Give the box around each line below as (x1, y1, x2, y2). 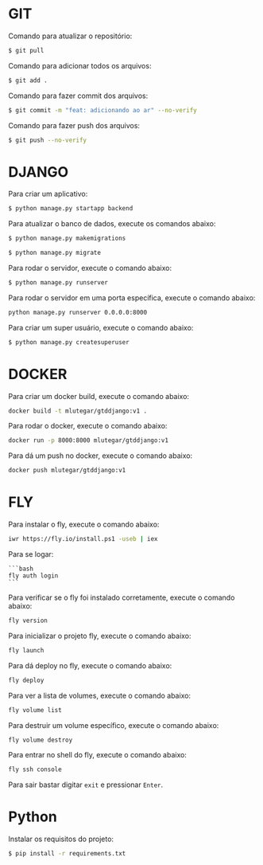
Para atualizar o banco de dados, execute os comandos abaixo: (8, 219, 216, 229)
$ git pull (8, 46, 44, 54)
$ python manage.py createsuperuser (8, 338, 130, 346)
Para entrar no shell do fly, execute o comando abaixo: (8, 750, 187, 760)
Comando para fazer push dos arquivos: (8, 120, 141, 130)
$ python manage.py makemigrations (8, 234, 126, 243)
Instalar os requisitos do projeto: (8, 834, 114, 844)
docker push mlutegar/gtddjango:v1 (8, 467, 126, 475)
